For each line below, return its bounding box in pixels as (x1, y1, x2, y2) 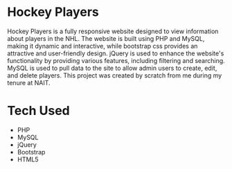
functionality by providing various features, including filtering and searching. (7, 56, 225, 64)
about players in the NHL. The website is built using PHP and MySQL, (7, 34, 205, 42)
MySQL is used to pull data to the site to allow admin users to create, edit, (7, 64, 217, 72)
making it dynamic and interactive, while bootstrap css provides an (7, 42, 198, 50)
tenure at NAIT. (7, 78, 51, 87)
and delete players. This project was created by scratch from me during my (7, 71, 222, 80)
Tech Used (7, 103, 71, 118)
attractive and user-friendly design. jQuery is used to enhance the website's (7, 49, 224, 57)
